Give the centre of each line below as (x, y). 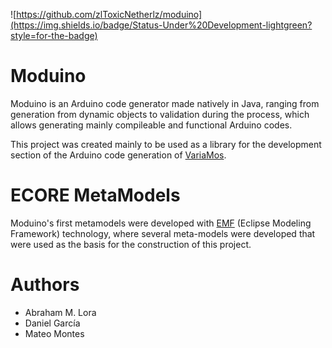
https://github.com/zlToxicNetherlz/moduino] (109, 14)
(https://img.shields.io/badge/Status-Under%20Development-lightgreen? (161, 25)
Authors (45, 285)
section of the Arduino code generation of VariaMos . (118, 155)
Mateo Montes (54, 333)
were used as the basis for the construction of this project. (131, 244)
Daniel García (52, 323)
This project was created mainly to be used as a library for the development (166, 144)
